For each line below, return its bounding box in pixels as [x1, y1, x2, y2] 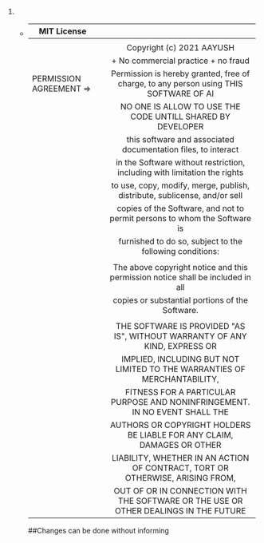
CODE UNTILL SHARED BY [130, 111, 231, 122]
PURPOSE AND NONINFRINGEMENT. [110, 397, 250, 407]
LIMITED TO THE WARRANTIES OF [115, 363, 246, 375]
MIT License [38, 26, 87, 37]
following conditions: [141, 246, 219, 256]
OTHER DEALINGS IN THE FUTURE [114, 505, 246, 516]
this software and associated [126, 134, 235, 145]
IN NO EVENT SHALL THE [132, 406, 229, 418]
